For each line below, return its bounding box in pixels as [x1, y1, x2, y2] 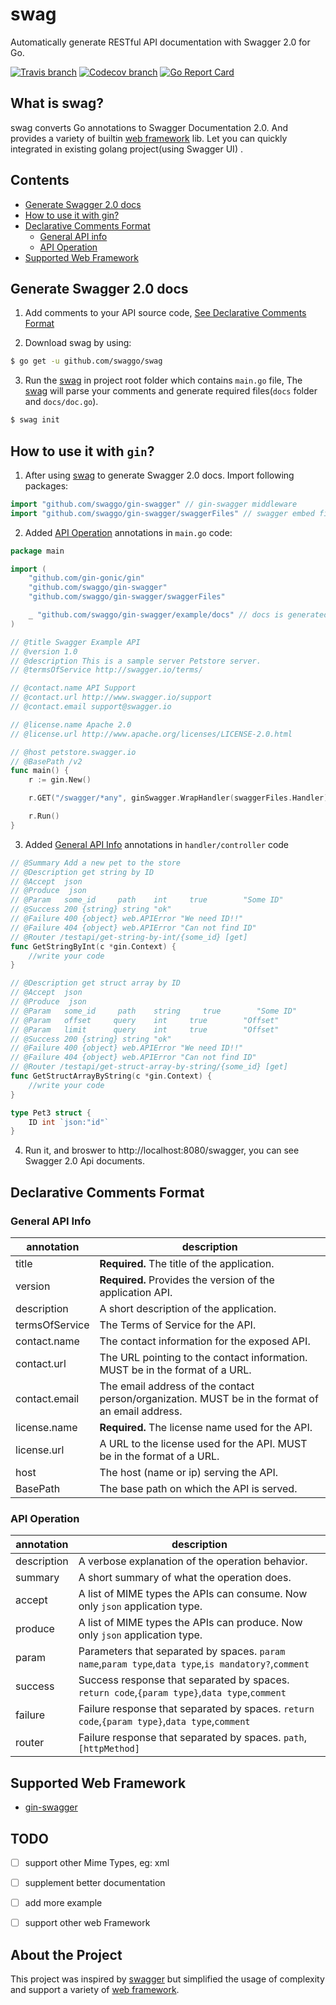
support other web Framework [24, 1917, 151, 1929]
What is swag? [10, 95, 104, 112]
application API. [99, 1286, 173, 1299]
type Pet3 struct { [10, 1108, 92, 1118]
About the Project [10, 1946, 123, 1963]
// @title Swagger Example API [10, 637, 141, 647]
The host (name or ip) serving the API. [99, 1466, 279, 1479]
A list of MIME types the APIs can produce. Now [78, 1616, 303, 1630]
